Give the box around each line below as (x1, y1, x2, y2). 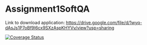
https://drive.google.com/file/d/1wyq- (66, 20, 142, 25)
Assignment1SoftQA (5, 3, 90, 15)
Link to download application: (5, 20, 65, 25)
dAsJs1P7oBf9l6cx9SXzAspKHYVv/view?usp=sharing (5, 24, 114, 30)
